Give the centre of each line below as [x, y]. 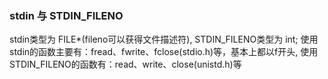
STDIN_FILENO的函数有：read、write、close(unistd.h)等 [125, 64]
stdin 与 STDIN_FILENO [66, 15]
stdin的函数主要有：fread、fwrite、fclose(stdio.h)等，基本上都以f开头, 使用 [164, 52]
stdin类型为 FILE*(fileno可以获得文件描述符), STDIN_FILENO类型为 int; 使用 [164, 39]
